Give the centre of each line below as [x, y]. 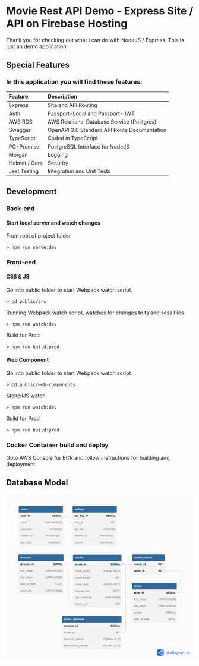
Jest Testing [24, 171]
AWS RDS [20, 121]
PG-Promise [24, 146]
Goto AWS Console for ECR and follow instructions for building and [88, 458]
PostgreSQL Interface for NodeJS [88, 146]
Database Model [37, 483]
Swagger [20, 130]
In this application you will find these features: [74, 82]
